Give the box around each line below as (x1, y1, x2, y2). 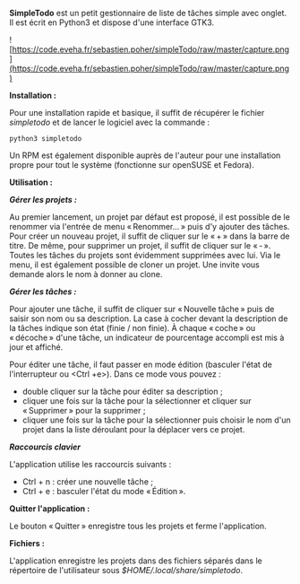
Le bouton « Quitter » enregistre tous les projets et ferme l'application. (9, 520, 267, 531)
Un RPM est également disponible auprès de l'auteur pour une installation (9, 150, 281, 161)
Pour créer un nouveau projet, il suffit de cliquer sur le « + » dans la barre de (9, 231, 290, 241)
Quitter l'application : (9, 503, 90, 514)
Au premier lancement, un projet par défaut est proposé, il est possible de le (9, 212, 291, 222)
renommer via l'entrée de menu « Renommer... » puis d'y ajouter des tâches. (9, 222, 290, 231)
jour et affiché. (9, 342, 64, 353)
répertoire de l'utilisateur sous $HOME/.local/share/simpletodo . (9, 565, 244, 575)
